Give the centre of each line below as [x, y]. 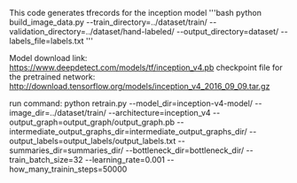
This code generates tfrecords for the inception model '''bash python [135, 13]
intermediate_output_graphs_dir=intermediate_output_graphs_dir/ [129, 131]
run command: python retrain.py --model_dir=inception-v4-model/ [131, 103]
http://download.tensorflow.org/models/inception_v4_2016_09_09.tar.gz [140, 86]
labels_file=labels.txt [47, 41]
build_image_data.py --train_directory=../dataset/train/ [109, 22]
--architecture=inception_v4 [159, 113]
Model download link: [48, 58]
